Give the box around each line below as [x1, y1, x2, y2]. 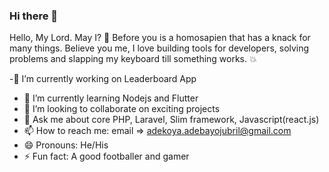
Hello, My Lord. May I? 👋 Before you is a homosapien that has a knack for [9, 32, 311, 44]
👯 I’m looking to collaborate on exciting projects [23, 103, 221, 115]
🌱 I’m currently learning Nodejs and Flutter [23, 92, 199, 104]
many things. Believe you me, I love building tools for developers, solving [9, 42, 310, 54]
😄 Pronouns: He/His [23, 139, 109, 151]
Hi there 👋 [9, 9, 59, 23]
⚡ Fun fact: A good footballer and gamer [23, 150, 190, 163]
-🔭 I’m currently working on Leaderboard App [9, 73, 197, 85]
